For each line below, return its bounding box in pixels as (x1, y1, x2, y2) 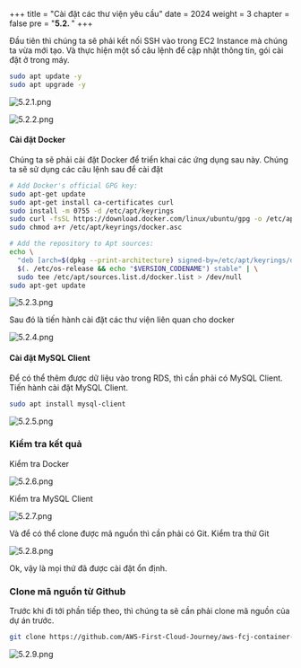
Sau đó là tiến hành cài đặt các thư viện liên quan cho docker (9, 314, 235, 325)
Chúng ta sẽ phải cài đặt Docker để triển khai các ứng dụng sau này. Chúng (9, 154, 288, 165)
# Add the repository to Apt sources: (9, 239, 154, 249)
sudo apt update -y (9, 72, 82, 81)
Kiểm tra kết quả (9, 438, 82, 451)
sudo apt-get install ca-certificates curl (9, 198, 175, 207)
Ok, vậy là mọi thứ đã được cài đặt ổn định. (9, 562, 168, 574)
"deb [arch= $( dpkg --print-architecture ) (17, 256, 175, 265)
